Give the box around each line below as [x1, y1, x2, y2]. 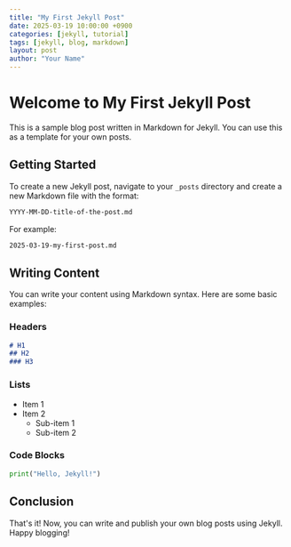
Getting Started [9, 157, 97, 173]
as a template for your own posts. [9, 131, 132, 142]
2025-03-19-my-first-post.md [9, 241, 117, 250]
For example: [9, 223, 58, 234]
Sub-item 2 [35, 427, 77, 438]
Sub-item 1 [35, 417, 75, 428]
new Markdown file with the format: [9, 190, 139, 201]
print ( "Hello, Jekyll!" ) [9, 469, 101, 479]
